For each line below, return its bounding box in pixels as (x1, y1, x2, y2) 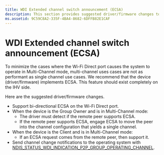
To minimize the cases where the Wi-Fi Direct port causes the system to (5, 64, 150, 70)
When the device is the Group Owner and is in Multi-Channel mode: (12, 108, 148, 115)
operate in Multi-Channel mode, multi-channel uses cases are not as (5, 69, 143, 75)
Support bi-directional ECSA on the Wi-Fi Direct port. (12, 103, 119, 109)
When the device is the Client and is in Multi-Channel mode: (12, 129, 133, 135)
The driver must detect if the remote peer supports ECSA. (19, 114, 136, 119)
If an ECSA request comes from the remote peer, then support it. (19, 135, 149, 140)
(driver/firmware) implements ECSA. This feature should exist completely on (5, 79, 158, 85)
